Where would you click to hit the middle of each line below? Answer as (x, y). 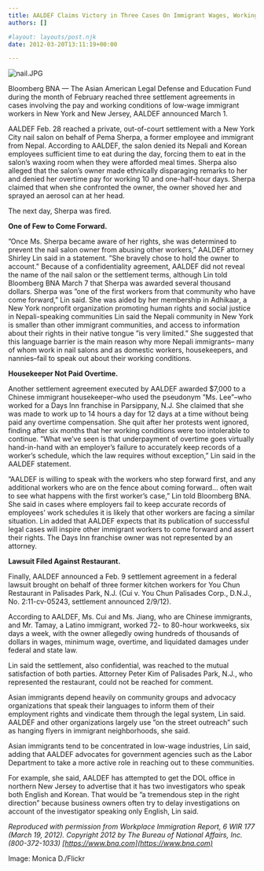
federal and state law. (43, 650)
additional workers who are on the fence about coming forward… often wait (130, 487)
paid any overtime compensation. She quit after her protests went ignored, (128, 422)
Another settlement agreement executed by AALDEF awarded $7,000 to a (127, 389)
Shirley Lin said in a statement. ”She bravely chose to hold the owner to (124, 258)
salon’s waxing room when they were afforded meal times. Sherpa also (123, 163)
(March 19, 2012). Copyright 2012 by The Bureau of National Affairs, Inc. (125, 835)
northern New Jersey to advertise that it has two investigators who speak (127, 786)
